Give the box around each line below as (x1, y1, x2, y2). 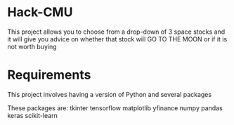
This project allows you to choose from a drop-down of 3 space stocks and (7, 27, 226, 36)
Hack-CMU (7, 4, 73, 20)
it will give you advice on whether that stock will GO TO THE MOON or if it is (7, 34, 228, 43)
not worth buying (7, 42, 58, 51)
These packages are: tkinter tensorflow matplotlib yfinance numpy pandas (7, 103, 223, 112)
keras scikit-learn (7, 111, 58, 119)
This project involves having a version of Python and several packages (7, 90, 212, 98)
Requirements (7, 67, 91, 83)
